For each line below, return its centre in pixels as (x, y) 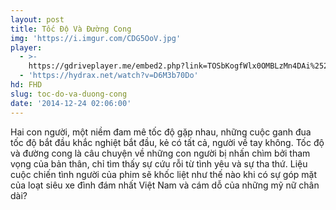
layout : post (37, 19)
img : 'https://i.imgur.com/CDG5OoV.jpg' (96, 38)
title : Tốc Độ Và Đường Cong (71, 29)
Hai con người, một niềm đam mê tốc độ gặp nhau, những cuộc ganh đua (161, 132)
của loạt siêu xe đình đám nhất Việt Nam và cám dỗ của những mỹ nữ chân (165, 185)
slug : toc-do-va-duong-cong (69, 94)
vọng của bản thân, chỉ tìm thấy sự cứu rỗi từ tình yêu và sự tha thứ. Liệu (159, 163)
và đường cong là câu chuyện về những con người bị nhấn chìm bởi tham (160, 153)
